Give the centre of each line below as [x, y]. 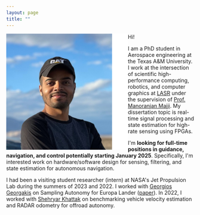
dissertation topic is [152, 112]
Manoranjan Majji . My [154, 105]
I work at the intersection [159, 67]
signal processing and [167, 118]
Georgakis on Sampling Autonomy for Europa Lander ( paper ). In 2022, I [94, 192]
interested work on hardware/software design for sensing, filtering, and [94, 162]
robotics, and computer [157, 86]
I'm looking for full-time [158, 143]
